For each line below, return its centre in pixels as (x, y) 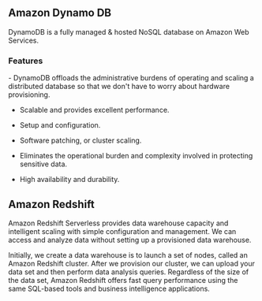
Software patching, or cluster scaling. (80, 140)
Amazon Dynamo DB (60, 13)
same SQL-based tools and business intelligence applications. (109, 288)
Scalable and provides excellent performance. (94, 110)
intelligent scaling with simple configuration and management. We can (122, 231)
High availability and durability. (69, 180)
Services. (24, 40)
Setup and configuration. (60, 125)
